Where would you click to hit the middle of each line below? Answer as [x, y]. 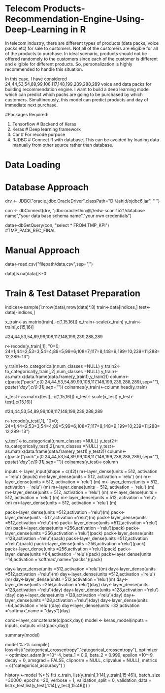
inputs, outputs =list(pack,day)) [37, 625]
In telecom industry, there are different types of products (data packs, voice [82, 43]
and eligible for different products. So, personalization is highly [69, 64]
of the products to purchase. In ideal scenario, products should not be [76, 53]
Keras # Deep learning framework [47, 129]
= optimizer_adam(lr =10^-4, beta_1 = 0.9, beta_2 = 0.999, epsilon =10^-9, [80, 655]
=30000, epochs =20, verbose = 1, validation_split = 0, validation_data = [78, 680]
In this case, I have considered [36, 79]
